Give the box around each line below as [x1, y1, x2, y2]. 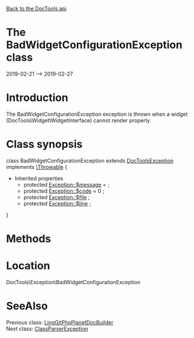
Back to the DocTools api [6, 5, 67, 12]
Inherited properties [14, 174, 63, 182]
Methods [6, 232, 51, 245]
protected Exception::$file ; [23, 193, 90, 200]
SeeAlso [6, 300, 48, 313]
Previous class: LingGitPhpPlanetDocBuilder [6, 318, 114, 326]
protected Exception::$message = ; [23, 181, 109, 188]
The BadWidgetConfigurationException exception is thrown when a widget [6, 110, 188, 118]
